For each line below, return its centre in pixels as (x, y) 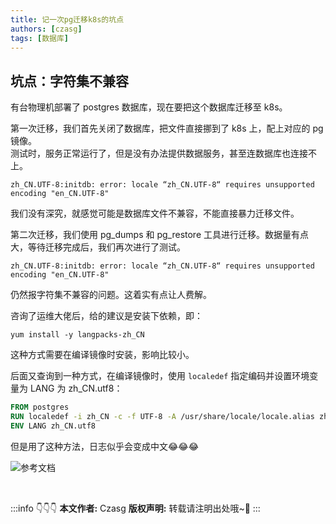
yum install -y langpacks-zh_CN (77, 335)
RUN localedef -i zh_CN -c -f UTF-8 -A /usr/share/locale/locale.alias (162, 417)
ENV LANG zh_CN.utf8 (53, 426)
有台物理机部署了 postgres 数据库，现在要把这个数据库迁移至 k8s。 (149, 107)
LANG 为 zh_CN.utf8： (76, 388)
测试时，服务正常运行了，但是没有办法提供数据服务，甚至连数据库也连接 (159, 153)
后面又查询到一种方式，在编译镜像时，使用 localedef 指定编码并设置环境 (160, 376)
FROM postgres (40, 407)
